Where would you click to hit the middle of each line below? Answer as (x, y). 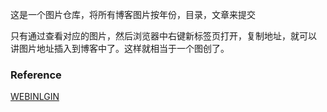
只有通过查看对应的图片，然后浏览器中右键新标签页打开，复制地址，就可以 (163, 36)
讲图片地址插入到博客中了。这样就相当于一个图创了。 (120, 48)
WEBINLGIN (35, 97)
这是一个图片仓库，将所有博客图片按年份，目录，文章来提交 (133, 14)
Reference (36, 75)
